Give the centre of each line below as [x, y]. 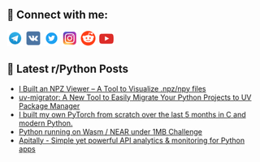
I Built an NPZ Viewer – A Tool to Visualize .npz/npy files [112, 88]
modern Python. [45, 123]
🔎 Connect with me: [57, 15]
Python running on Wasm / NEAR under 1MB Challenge [110, 131]
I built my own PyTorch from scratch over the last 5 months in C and [132, 114]
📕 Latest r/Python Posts [68, 69]
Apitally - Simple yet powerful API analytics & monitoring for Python [132, 140]
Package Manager [49, 105]
